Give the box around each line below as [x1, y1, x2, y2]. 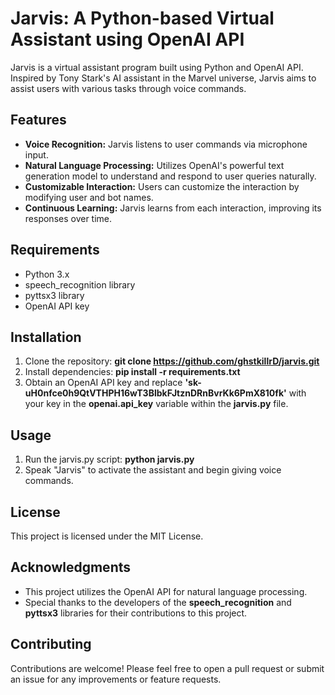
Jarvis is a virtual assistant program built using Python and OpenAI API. [10, 61, 304, 73]
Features [10, 112, 67, 129]
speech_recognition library [24, 278, 136, 291]
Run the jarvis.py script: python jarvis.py [24, 453, 195, 466]
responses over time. [24, 212, 113, 224]
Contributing [10, 636, 92, 653]
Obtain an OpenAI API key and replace [24, 377, 183, 389]
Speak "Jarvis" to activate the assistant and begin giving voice [24, 464, 282, 476]
